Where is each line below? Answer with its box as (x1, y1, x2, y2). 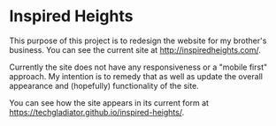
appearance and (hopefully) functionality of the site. (9, 80, 199, 91)
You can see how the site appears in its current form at (9, 97, 210, 107)
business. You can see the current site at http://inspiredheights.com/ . (9, 44, 261, 55)
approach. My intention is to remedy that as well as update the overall (9, 70, 264, 81)
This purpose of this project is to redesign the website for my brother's (9, 35, 267, 46)
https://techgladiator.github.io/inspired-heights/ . (9, 107, 185, 117)
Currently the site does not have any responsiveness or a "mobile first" (9, 62, 268, 72)
